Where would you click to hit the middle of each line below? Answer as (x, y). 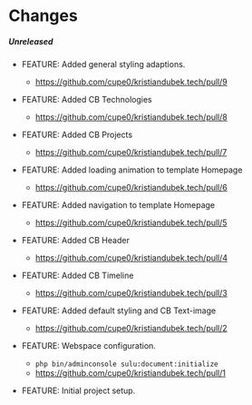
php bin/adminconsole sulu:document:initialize (126, 364)
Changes (43, 16)
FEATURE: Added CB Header (76, 241)
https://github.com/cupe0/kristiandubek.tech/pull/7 (131, 153)
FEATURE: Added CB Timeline (78, 276)
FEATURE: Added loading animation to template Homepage (132, 170)
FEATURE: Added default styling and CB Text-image (119, 311)
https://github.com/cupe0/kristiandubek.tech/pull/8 (131, 117)
